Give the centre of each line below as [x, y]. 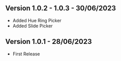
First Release [26, 54]
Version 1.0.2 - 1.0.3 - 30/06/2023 [60, 8]
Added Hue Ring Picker [37, 20]
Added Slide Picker [33, 26]
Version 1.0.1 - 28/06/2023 [49, 42]
